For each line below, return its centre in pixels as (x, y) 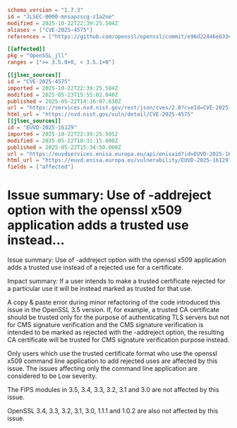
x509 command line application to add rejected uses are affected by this (113, 361)
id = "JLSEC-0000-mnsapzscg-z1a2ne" (61, 17)
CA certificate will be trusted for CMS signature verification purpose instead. (119, 340)
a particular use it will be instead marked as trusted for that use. (100, 289)
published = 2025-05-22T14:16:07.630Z (64, 101)
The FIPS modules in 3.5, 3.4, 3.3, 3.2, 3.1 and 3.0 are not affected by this (114, 390)
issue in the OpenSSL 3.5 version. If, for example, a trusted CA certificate (114, 310)
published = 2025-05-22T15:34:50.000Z (64, 147)
